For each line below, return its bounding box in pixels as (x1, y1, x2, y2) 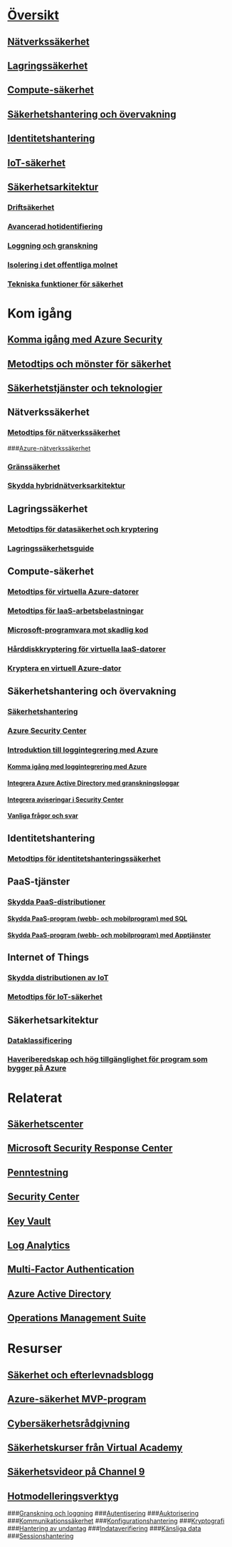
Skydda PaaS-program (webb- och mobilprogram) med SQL (7, 914, 188, 923)
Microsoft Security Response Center (7, 1142, 173, 1155)
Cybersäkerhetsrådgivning (7, 1417, 130, 1429)
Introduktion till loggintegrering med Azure (7, 745, 159, 755)
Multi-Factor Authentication (7, 1263, 135, 1276)
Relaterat (7, 1090, 63, 1106)
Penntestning (7, 1166, 69, 1178)
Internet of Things (7, 951, 90, 964)
